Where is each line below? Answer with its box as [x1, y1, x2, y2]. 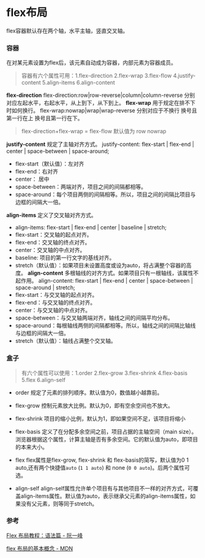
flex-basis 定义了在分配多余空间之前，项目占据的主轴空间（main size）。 [15, 427, 197, 435]
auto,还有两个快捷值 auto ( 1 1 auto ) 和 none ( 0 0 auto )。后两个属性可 [15, 464, 190, 471]
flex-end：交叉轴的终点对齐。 [15, 239, 91, 246]
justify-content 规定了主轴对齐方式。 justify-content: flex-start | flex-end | [6, 140, 195, 148]
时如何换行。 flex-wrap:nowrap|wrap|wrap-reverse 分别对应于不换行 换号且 [6, 107, 198, 114]
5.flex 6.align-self [21, 376, 66, 383]
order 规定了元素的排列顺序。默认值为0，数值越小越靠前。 [15, 389, 163, 396]
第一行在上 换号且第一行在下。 [6, 115, 83, 122]
